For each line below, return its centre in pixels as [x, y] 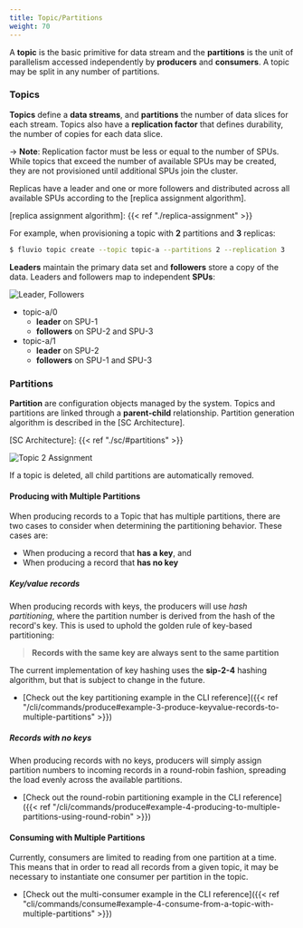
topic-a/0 [40, 312]
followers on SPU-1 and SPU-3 [94, 360]
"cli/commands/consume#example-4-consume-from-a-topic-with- [148, 904]
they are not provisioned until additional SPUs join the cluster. [124, 171]
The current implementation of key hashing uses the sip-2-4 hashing [138, 670]
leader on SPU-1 [66, 321]
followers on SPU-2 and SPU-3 [95, 331]
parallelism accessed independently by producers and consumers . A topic [150, 62]
